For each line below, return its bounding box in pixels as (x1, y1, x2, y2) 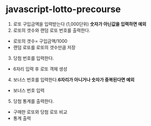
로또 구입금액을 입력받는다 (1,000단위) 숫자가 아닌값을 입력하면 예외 (13, 21, 146, 27)
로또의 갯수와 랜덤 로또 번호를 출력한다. (13, 27, 91, 33)
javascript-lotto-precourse (6, 4, 121, 15)
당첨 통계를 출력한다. (13, 98, 54, 104)
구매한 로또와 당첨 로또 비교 (13, 109, 68, 115)
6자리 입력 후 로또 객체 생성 (13, 66, 67, 72)
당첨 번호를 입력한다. (13, 55, 54, 61)
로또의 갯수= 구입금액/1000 (13, 38, 68, 44)
